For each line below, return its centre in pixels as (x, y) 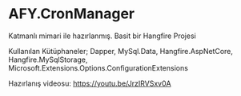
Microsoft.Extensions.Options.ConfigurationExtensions (98, 67)
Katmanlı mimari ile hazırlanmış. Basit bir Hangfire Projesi (102, 36)
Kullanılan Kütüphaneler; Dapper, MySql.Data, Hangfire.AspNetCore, (121, 51)
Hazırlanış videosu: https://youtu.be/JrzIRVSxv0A (90, 83)
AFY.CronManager (71, 14)
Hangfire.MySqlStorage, (48, 60)
